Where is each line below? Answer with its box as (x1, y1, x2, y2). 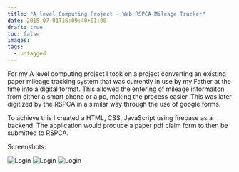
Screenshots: (7, 142, 46, 151)
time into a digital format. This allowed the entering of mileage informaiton (7, 85, 225, 93)
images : (7, 37, 31, 44)
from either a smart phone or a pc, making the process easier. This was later (7, 92, 232, 100)
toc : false (7, 30, 40, 38)
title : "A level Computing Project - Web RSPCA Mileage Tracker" (7, 10, 205, 18)
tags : (7, 43, 24, 50)
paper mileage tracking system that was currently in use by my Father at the (7, 77, 232, 85)
